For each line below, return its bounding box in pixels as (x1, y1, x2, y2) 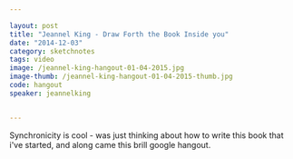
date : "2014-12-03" (9, 38, 83, 47)
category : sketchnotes (9, 46, 95, 55)
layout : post (9, 21, 59, 30)
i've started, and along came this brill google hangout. (9, 139, 211, 150)
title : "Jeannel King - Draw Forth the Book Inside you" (9, 29, 230, 39)
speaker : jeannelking (9, 88, 92, 98)
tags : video (9, 55, 54, 65)
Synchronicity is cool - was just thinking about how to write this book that (9, 129, 284, 141)
